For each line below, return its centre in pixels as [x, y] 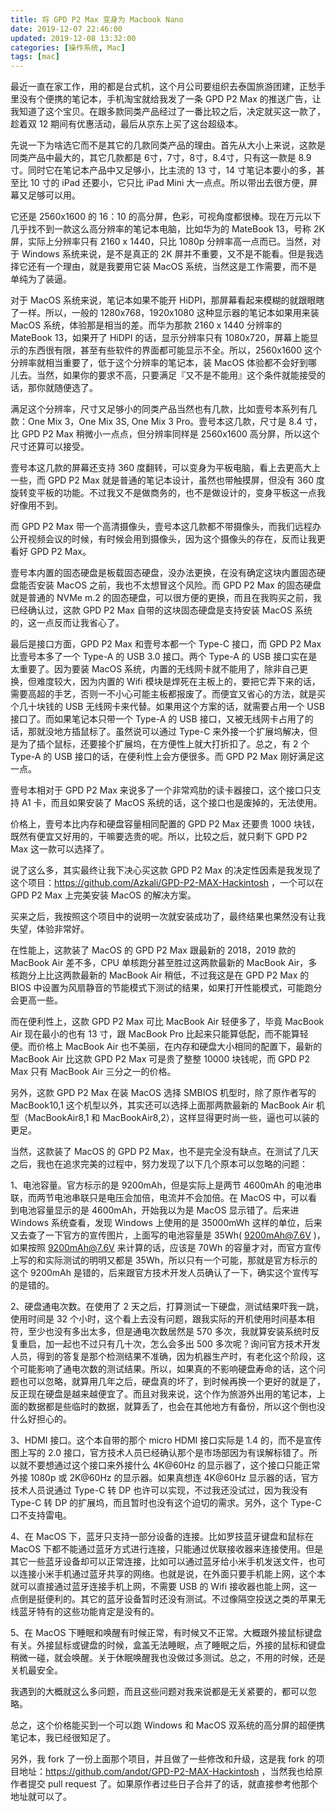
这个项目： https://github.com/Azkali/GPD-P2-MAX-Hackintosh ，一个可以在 [167, 883]
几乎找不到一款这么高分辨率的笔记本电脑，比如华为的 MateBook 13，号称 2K [167, 229]
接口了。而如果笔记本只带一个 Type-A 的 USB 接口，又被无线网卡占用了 [157, 719]
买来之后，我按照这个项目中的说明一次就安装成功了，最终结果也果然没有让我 [168, 917]
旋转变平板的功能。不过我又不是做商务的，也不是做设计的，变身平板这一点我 [168, 493]
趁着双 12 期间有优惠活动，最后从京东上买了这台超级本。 [127, 124]
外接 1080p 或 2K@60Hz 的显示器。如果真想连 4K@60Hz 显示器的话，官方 [164, 1478]
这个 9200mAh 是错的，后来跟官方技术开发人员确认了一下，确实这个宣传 [160, 1273]
